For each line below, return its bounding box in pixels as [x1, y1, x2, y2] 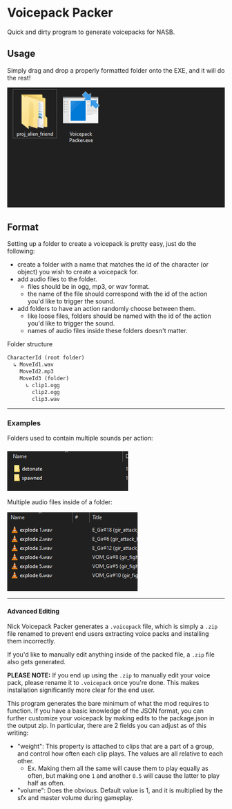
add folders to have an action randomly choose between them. [17, 304, 196, 312]
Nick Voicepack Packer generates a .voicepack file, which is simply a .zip [7, 622, 218, 631]
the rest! [7, 73, 31, 82]
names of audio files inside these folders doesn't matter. [27, 326, 188, 335]
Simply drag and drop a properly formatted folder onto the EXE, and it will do [7, 66, 225, 74]
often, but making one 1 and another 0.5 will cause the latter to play [27, 772, 220, 780]
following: [7, 247, 35, 255]
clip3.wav [32, 395, 60, 402]
